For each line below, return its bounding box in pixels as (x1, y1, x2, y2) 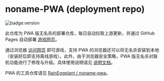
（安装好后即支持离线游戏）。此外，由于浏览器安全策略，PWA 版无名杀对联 (5, 53, 158, 59)
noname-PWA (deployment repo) (5, 3, 145, 15)
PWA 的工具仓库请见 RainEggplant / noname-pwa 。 (5, 70, 111, 76)
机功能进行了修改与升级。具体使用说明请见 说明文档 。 (5, 59, 115, 65)
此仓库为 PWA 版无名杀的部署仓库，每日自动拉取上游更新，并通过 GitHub (5, 30, 155, 36)
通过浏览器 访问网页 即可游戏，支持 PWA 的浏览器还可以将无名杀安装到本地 (5, 47, 160, 53)
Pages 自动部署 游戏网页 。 (5, 36, 60, 42)
